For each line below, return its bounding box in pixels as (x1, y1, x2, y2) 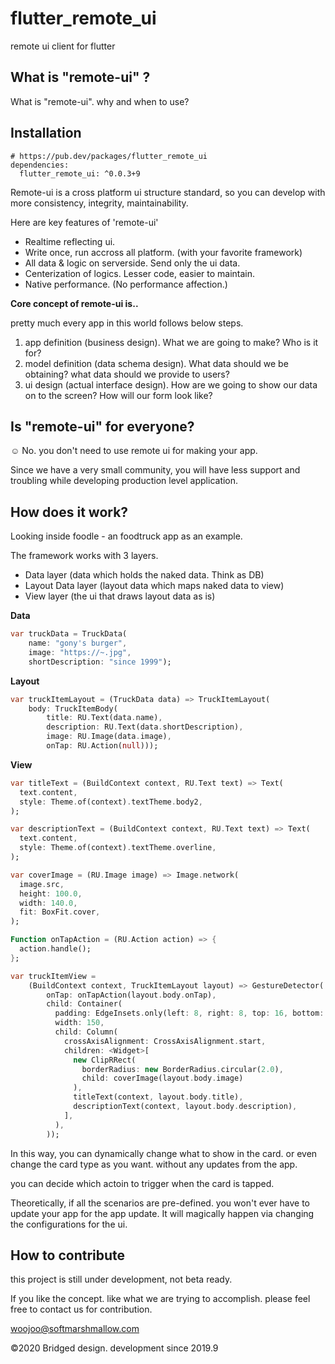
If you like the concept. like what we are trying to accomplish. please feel (10, 1293, 311, 1305)
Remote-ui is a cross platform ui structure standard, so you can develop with (10, 186, 326, 198)
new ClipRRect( (73, 1055, 137, 1065)
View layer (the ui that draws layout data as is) (24, 590, 216, 602)
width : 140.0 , (19, 898, 78, 908)
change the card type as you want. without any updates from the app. (10, 1158, 298, 1170)
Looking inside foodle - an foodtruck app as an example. (10, 530, 243, 542)
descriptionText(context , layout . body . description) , (73, 1102, 298, 1112)
